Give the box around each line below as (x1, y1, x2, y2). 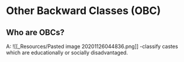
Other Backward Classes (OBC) (6, 4, 161, 18)
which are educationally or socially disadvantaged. (6, 49, 129, 56)
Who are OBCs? (6, 27, 65, 37)
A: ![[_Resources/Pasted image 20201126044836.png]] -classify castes (6, 43, 178, 50)
